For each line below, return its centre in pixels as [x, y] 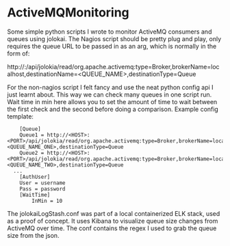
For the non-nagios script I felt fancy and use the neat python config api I [110, 87]
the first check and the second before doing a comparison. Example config [113, 109]
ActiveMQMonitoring [68, 13]
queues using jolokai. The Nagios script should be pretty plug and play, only [114, 38]
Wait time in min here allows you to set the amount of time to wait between [112, 101]
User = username [43, 183]
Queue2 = [32, 153]
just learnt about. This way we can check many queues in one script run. [110, 95]
